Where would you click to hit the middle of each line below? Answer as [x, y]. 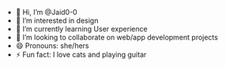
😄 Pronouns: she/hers [52, 46]
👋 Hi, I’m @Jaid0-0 [46, 12]
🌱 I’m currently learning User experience [81, 29]
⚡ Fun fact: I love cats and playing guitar [81, 54]
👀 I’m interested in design [57, 20]
